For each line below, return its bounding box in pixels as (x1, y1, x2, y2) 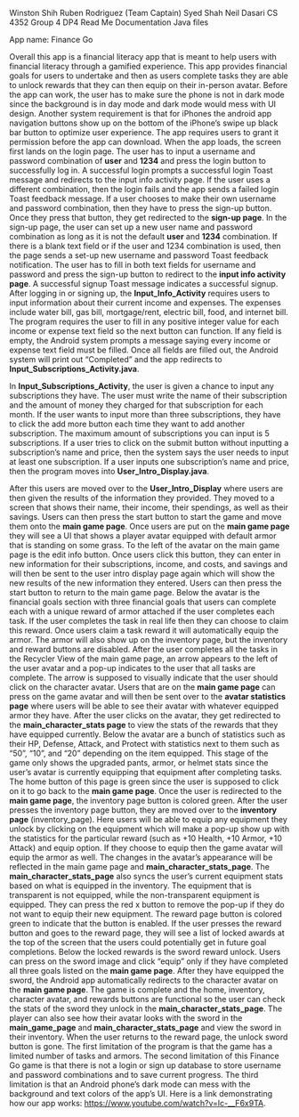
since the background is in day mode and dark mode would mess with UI (9, 99, 277, 109)
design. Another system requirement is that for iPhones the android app (9, 109, 272, 118)
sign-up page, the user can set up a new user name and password (9, 222, 254, 232)
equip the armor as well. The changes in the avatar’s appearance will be (9, 852, 273, 862)
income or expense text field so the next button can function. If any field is (9, 326, 282, 336)
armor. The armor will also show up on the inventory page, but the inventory (9, 635, 288, 644)
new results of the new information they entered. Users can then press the (9, 578, 282, 588)
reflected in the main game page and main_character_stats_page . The (9, 862, 270, 871)
